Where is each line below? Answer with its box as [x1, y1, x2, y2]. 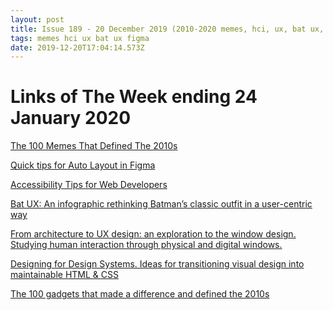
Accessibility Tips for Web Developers [10, 179, 168, 191]
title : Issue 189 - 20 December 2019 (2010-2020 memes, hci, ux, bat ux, [10, 24, 325, 34]
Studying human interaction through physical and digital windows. [10, 239, 283, 251]
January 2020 [10, 107, 132, 130]
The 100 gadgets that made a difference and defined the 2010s [10, 288, 270, 300]
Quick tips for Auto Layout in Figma [10, 159, 156, 171]
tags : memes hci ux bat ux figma [10, 33, 150, 43]
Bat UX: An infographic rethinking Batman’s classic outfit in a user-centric [10, 198, 313, 210]
